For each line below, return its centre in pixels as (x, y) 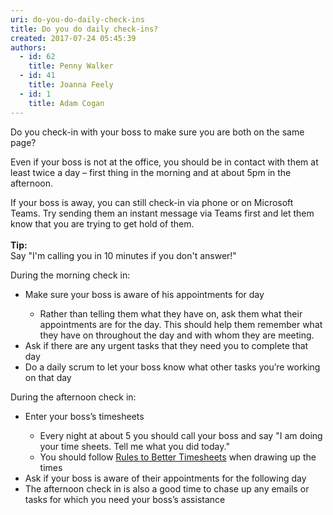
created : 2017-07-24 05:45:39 (73, 38)
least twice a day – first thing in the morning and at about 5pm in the (151, 172)
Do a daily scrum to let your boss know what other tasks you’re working (172, 367)
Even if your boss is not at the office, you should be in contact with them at (164, 162)
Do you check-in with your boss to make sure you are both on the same (157, 132)
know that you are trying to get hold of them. (102, 223)
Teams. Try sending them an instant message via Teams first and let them (162, 213)
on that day (48, 377)
